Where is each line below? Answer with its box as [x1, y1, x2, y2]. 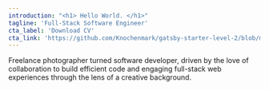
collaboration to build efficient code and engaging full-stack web [8, 65, 222, 74]
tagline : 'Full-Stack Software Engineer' [8, 19, 149, 27]
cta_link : [8, 33, 42, 42]
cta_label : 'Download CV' [8, 26, 94, 34]
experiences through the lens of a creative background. [8, 72, 192, 82]
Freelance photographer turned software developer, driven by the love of [8, 56, 250, 65]
